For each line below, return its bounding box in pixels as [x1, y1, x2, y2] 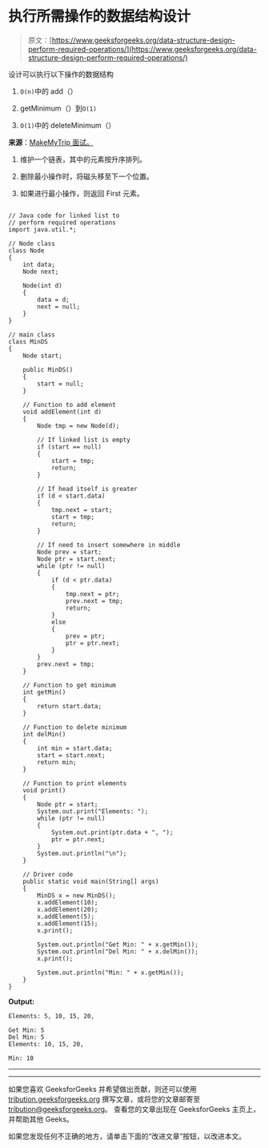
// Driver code [22, 870, 74, 878]
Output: [8, 997, 34, 1006]
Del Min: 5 [8, 1033, 45, 1041]
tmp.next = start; [50, 506, 113, 514]
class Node [8, 246, 45, 255]
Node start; [22, 352, 62, 360]
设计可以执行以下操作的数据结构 [8, 69, 114, 79]
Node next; [22, 268, 59, 276]
